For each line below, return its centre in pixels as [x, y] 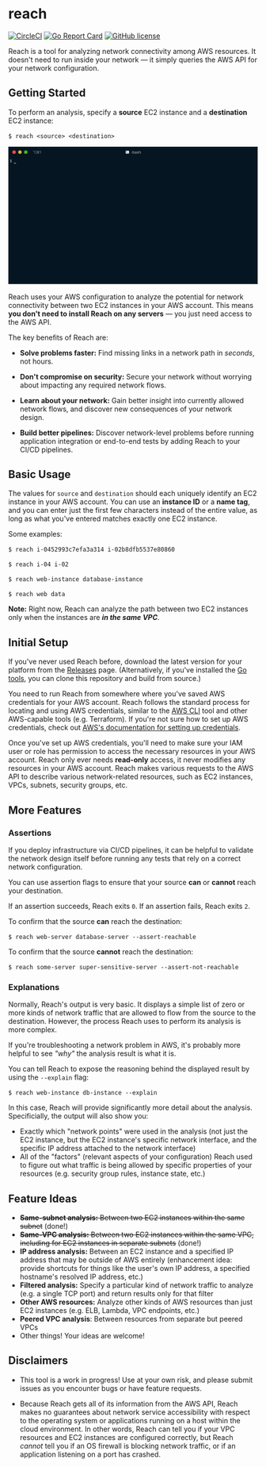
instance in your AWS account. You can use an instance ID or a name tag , [129, 502]
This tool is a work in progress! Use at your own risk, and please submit [136, 1380]
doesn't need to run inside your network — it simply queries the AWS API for [133, 60]
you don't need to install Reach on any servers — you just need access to [130, 314]
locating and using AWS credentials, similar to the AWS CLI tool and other [128, 710]
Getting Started [47, 93]
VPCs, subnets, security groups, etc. [68, 785]
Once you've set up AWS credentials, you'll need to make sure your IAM [125, 743]
